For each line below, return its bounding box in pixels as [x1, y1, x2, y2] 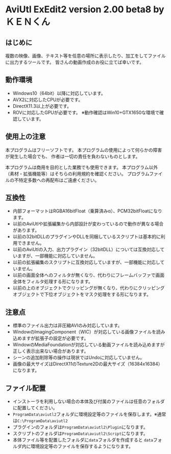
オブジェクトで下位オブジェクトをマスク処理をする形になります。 [12, 291, 152, 298]
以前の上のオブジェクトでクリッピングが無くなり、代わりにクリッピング [12, 285, 165, 291]
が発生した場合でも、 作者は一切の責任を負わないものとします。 [5, 153, 140, 160]
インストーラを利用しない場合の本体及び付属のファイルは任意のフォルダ [12, 399, 165, 405]
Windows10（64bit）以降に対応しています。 [12, 90, 106, 96]
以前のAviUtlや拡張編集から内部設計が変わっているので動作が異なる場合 [12, 221, 164, 227]
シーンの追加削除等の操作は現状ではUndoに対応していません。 [12, 354, 144, 361]
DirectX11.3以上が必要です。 [12, 103, 71, 109]
